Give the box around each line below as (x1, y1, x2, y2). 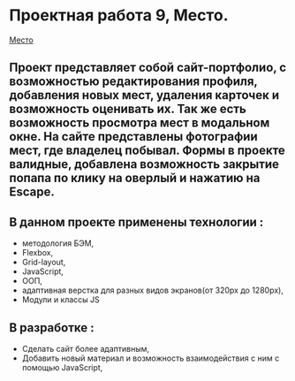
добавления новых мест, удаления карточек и (9, 88, 280, 103)
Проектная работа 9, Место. (9, 5, 229, 26)
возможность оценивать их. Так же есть (9, 102, 247, 117)
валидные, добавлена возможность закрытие (9, 156, 280, 172)
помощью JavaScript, (21, 362, 103, 372)
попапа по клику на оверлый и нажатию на (9, 171, 261, 186)
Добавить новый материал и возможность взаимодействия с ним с (21, 353, 280, 363)
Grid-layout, (21, 257, 66, 268)
